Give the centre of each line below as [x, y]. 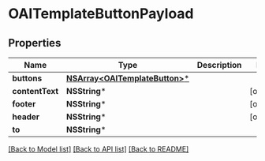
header [26, 117]
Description [219, 65]
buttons [27, 78]
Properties [35, 43]
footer [24, 104]
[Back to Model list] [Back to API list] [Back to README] [99, 149]
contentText [35, 91]
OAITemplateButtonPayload [101, 14]
